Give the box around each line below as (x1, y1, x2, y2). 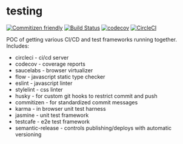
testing (6, 4, 43, 18)
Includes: (6, 42, 29, 49)
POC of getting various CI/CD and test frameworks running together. (6, 36, 178, 43)
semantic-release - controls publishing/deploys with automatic (15, 124, 172, 131)
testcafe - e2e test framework (15, 117, 90, 125)
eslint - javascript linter (15, 80, 73, 87)
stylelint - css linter (15, 86, 64, 93)
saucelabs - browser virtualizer (15, 66, 93, 74)
